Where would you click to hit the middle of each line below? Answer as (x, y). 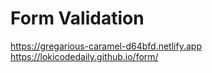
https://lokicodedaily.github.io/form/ (84, 56)
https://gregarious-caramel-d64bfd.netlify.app (106, 46)
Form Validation (77, 18)
